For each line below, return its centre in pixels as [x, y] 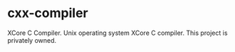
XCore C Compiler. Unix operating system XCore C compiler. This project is [117, 33]
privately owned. [32, 40]
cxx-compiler [48, 13]
